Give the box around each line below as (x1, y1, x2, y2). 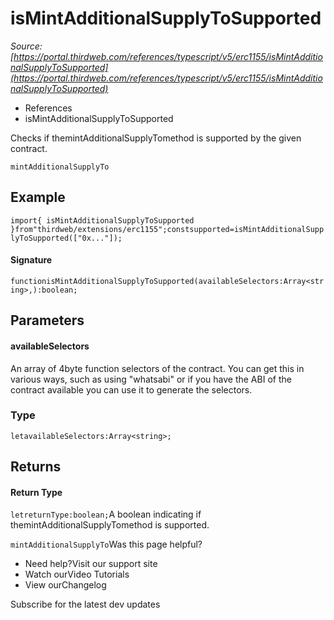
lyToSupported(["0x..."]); (10, 233, 123, 243)
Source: (10, 40, 43, 52)
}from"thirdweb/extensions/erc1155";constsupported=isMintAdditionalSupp (10, 224, 325, 234)
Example (10, 189, 66, 206)
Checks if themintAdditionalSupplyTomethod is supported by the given (10, 132, 302, 144)
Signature (10, 254, 53, 266)
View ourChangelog (24, 579, 107, 591)
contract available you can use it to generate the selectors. (10, 383, 253, 396)
